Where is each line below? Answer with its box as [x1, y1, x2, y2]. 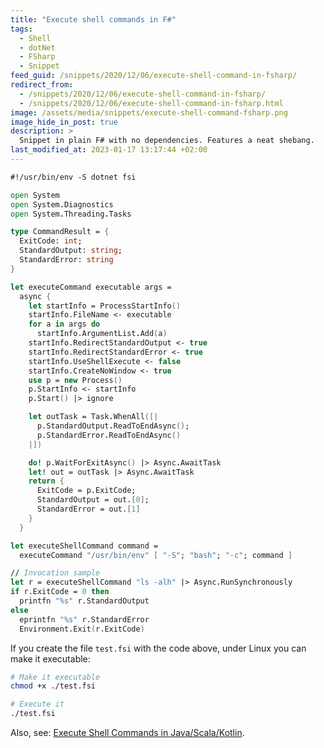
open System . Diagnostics [10, 199, 114, 210]
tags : [10, 24, 33, 34]
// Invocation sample [10, 568, 101, 578]
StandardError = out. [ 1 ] [36, 504, 141, 514]
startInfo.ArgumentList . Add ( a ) [36, 329, 168, 339]
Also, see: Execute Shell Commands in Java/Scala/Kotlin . [10, 727, 245, 738]
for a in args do [28, 319, 101, 330]
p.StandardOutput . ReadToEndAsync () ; [36, 421, 190, 431]
